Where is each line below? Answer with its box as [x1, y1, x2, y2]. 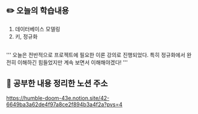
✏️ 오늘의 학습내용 [6, 5, 69, 16]
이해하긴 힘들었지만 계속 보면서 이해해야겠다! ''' [17, 59, 128, 66]
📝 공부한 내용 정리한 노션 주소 [6, 78, 108, 88]
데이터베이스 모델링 [14, 25, 61, 32]
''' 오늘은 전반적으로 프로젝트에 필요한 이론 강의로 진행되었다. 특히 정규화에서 [6, 52, 186, 59]
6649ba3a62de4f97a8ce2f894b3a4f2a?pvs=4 [6, 101, 123, 108]
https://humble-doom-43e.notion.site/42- [6, 95, 110, 102]
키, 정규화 [14, 32, 38, 40]
